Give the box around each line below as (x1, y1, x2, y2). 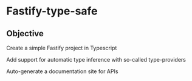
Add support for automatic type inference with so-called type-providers (6, 56, 187, 63)
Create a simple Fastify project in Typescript (6, 44, 117, 51)
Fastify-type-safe (6, 4, 98, 18)
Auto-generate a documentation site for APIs (6, 68, 118, 75)
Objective (6, 28, 44, 39)
